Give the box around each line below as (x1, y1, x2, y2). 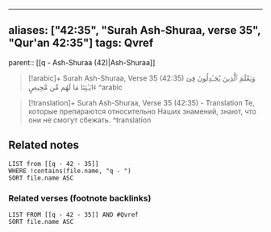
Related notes (8, 139, 79, 152)
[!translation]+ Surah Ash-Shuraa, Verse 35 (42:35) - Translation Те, (27, 97, 256, 107)
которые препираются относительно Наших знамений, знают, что (27, 106, 256, 116)
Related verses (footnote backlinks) (8, 193, 152, 204)
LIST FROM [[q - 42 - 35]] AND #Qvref (8, 210, 139, 218)
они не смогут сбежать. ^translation (27, 114, 152, 125)
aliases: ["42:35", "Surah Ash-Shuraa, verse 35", (8, 23, 261, 37)
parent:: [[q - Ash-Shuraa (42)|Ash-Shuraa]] (8, 57, 156, 67)
